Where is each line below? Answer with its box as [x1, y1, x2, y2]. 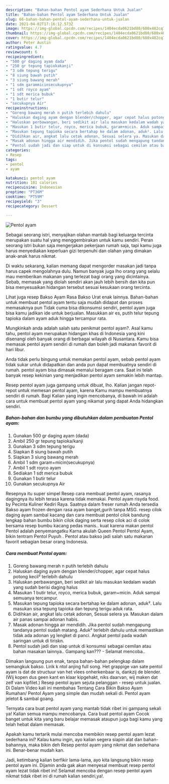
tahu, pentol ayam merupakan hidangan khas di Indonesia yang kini [6, 330, 145, 336]
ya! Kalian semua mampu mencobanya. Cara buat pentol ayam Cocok [6, 711, 149, 717]
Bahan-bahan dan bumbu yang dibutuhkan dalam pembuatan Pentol [6, 415, 153, 421]
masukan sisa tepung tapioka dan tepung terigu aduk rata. [13, 606, 134, 612]
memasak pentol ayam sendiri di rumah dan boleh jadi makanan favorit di [6, 341, 157, 347]
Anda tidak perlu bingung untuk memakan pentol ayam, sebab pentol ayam [6, 356, 161, 362]
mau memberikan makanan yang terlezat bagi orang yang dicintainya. [6, 273, 150, 279]
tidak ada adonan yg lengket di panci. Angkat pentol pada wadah [13, 633, 147, 639]
